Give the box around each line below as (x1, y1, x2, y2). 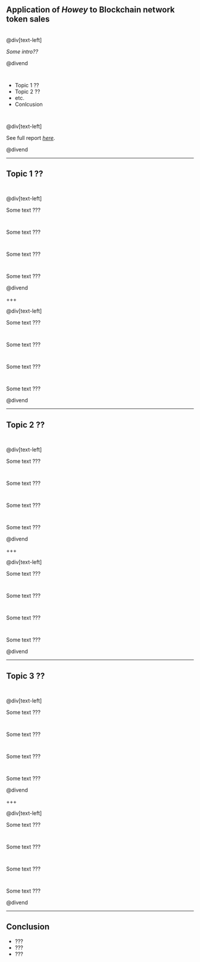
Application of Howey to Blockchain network (6, 5, 175, 15)
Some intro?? (6, 48, 39, 55)
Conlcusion (14, 100, 43, 108)
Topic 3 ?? (6, 671, 45, 681)
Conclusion (6, 922, 50, 932)
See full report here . (6, 134, 55, 141)
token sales (6, 14, 50, 25)
